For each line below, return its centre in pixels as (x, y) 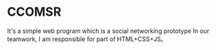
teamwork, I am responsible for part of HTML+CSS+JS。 (87, 39)
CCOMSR (34, 12)
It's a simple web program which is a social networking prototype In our (108, 31)
